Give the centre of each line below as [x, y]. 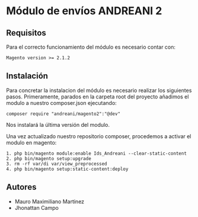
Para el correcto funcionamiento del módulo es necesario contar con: [91, 47]
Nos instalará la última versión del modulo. [58, 125]
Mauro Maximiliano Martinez [49, 201]
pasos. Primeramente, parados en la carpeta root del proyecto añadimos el [98, 97]
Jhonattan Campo [37, 208]
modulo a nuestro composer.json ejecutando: [61, 103]
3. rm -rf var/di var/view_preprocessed [57, 164]
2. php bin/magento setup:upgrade [49, 158]
